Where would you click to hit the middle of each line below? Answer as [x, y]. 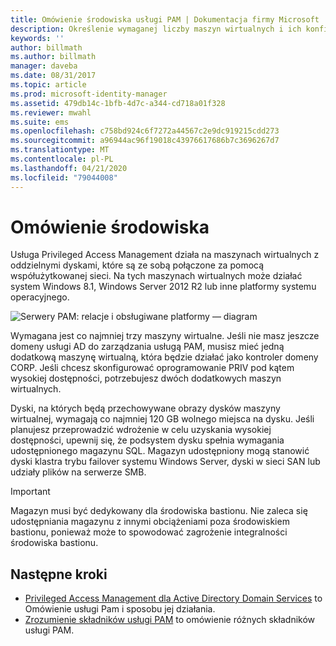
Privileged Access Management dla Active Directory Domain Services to [173, 598]
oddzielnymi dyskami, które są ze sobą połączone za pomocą [137, 265]
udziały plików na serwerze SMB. [78, 472]
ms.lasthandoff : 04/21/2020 [69, 168]
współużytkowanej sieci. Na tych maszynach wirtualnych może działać [156, 276]
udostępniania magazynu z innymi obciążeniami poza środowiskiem [150, 522]
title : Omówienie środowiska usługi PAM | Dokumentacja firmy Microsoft [165, 19]
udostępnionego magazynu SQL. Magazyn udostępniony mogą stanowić [160, 451]
